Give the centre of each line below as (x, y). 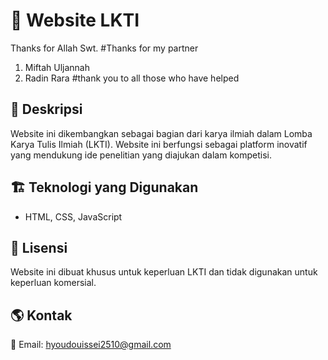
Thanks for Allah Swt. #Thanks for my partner (104, 48)
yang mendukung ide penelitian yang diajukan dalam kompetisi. (141, 155)
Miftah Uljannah (57, 67)
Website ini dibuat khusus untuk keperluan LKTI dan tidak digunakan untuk (164, 272)
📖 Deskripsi (46, 109)
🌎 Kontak (41, 315)
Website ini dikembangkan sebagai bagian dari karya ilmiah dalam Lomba (161, 133)
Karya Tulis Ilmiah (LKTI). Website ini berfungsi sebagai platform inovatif (159, 144)
